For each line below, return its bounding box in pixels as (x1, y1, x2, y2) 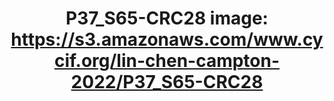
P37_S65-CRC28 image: (65, 7, 269, 30)
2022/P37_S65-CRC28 (70, 71, 264, 94)
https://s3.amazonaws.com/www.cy (10, 28, 324, 51)
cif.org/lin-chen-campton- (53, 50, 281, 72)
